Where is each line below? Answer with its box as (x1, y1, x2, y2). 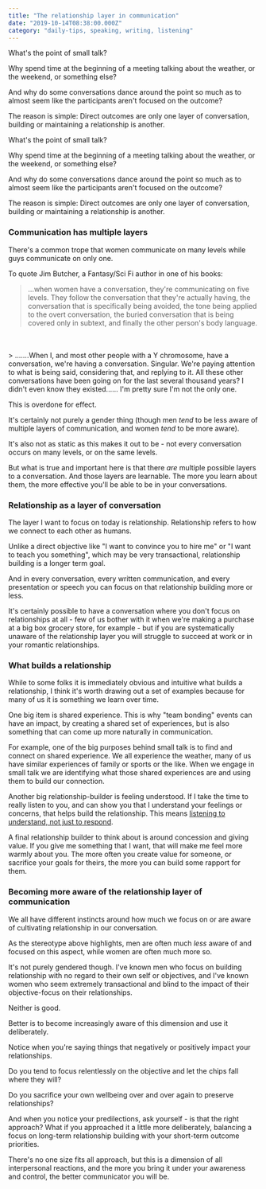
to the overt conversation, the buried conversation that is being (27, 310, 234, 319)
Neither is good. (8, 1003, 61, 1012)
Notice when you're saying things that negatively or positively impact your (8, 1042, 251, 1051)
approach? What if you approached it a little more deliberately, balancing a (8, 1122, 253, 1132)
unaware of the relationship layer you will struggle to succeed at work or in (8, 631, 253, 641)
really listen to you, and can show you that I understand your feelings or (8, 801, 243, 810)
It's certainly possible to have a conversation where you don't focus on (8, 606, 241, 615)
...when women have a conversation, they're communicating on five (27, 284, 250, 294)
